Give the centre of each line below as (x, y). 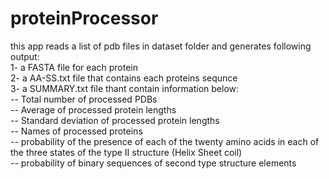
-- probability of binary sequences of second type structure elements (153, 163)
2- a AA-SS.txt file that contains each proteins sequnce (124, 78)
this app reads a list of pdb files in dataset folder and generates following (161, 46)
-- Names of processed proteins (76, 131)
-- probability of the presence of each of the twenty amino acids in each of (165, 141)
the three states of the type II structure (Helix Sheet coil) (126, 152)
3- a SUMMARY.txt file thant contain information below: (125, 88)
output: (25, 56)
